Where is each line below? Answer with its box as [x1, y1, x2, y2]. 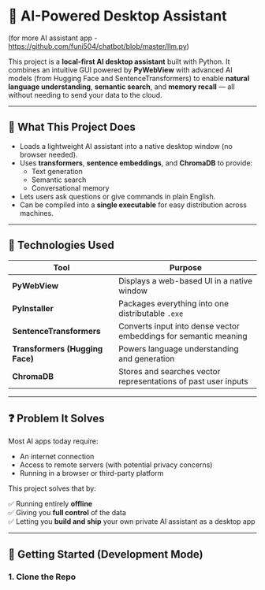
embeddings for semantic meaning [118, 330, 248, 341]
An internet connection [19, 452, 95, 462]
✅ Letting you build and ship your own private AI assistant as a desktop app [8, 517, 256, 526]
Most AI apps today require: [8, 436, 99, 446]
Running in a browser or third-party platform [19, 469, 164, 478]
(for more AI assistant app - [8, 33, 98, 43]
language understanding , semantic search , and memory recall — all [8, 82, 235, 91]
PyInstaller [12, 302, 54, 314]
